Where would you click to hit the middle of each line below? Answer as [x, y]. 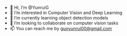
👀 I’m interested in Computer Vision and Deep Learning [66, 13]
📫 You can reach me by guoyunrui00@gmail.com [61, 28]
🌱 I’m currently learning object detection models [59, 18]
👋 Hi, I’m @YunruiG [29, 8]
